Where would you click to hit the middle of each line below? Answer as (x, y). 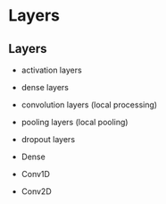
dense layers (45, 87)
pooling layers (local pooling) (75, 122)
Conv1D (36, 174)
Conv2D (36, 191)
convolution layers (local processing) (89, 105)
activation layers (51, 70)
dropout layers (48, 139)
